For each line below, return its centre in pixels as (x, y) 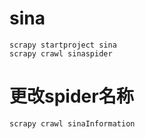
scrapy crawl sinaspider (61, 53)
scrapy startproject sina (63, 45)
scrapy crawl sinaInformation (72, 123)
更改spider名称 (71, 96)
